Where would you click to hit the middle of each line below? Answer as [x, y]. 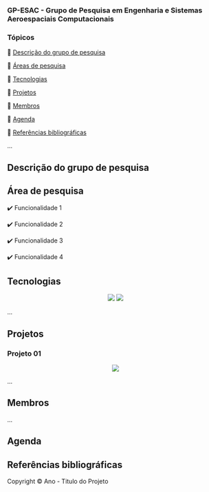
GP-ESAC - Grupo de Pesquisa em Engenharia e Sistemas [105, 10]
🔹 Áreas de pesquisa [36, 66]
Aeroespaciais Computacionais [61, 19]
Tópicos [21, 37]
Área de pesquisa [45, 191]
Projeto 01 [24, 353]
